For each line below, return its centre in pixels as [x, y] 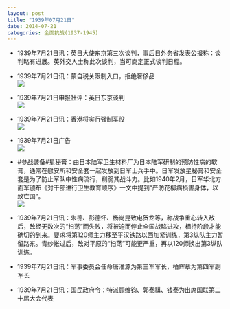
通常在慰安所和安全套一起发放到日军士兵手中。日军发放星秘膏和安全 [125, 171]
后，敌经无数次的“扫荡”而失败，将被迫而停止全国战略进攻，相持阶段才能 [119, 227]
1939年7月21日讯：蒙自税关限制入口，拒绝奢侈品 [86, 76]
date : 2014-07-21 [32, 26]
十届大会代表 [35, 299]
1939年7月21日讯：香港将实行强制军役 [71, 119]
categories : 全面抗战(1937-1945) [53, 33]
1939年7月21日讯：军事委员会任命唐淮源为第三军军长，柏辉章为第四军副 [119, 267]
